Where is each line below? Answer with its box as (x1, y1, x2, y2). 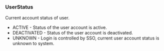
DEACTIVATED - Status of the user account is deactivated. (12, 30, 133, 36)
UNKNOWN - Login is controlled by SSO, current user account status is (12, 35, 159, 41)
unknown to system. (12, 40, 54, 46)
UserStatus (5, 3, 33, 10)
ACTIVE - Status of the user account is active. (12, 24, 107, 30)
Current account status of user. (5, 15, 70, 21)
